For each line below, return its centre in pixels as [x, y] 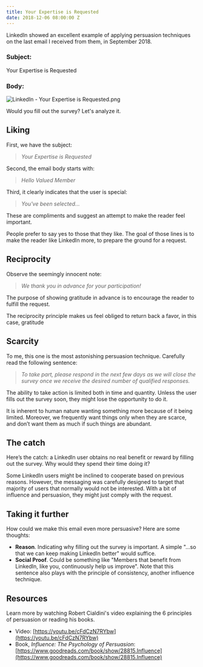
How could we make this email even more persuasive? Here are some [93, 529]
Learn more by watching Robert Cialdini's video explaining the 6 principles [99, 613]
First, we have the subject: [39, 145]
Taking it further [38, 514]
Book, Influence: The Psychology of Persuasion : [75, 644]
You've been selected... [50, 204]
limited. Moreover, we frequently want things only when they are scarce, [96, 417]
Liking [18, 130]
